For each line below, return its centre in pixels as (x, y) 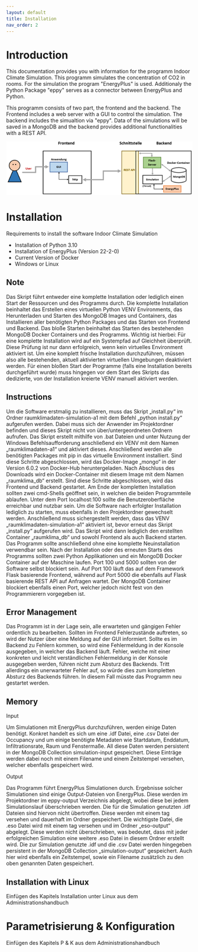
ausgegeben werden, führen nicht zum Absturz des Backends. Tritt (88, 664)
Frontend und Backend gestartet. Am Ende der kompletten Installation (91, 487)
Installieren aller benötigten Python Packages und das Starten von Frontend (98, 322)
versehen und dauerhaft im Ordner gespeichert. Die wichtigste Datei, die (95, 819)
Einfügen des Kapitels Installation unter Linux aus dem (72, 896)
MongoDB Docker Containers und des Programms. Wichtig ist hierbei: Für (96, 334)
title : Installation (32, 19)
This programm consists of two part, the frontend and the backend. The (94, 108)
